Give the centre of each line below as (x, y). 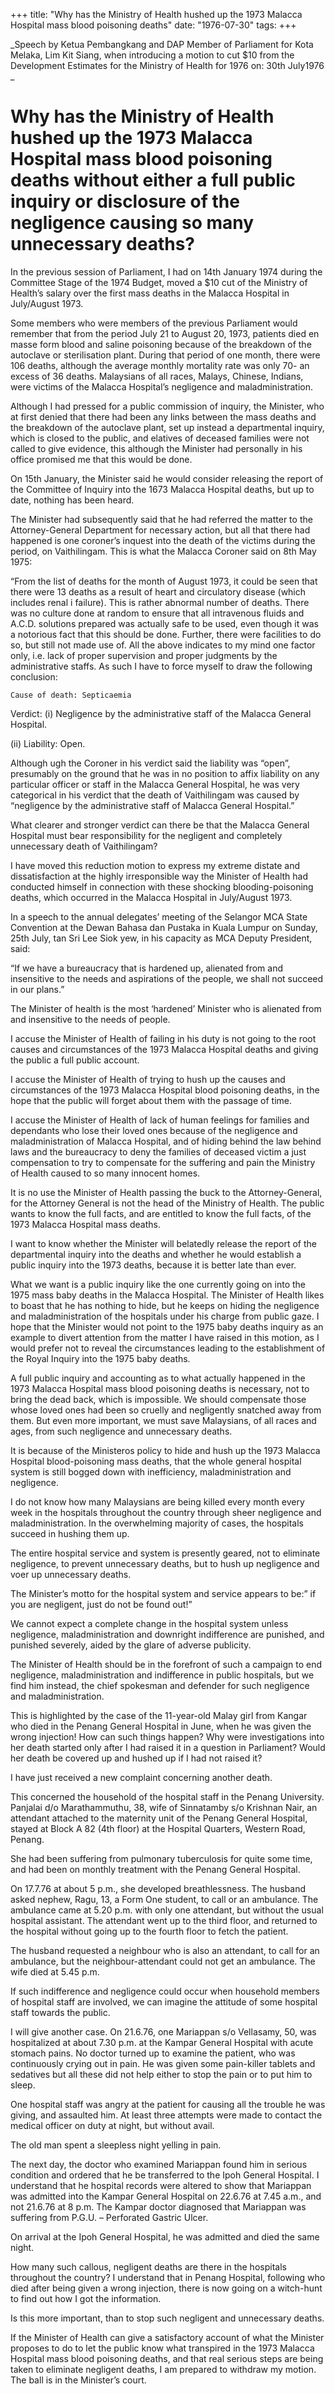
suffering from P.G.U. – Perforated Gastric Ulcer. (109, 2217)
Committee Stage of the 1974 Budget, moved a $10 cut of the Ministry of (159, 282)
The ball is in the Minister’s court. (78, 2380)
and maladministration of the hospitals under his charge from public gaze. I (165, 1316)
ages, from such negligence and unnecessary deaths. (121, 1431)
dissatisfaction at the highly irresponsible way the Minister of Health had (159, 876)
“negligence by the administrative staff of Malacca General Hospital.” (152, 805)
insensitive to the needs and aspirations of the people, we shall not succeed (167, 978)
